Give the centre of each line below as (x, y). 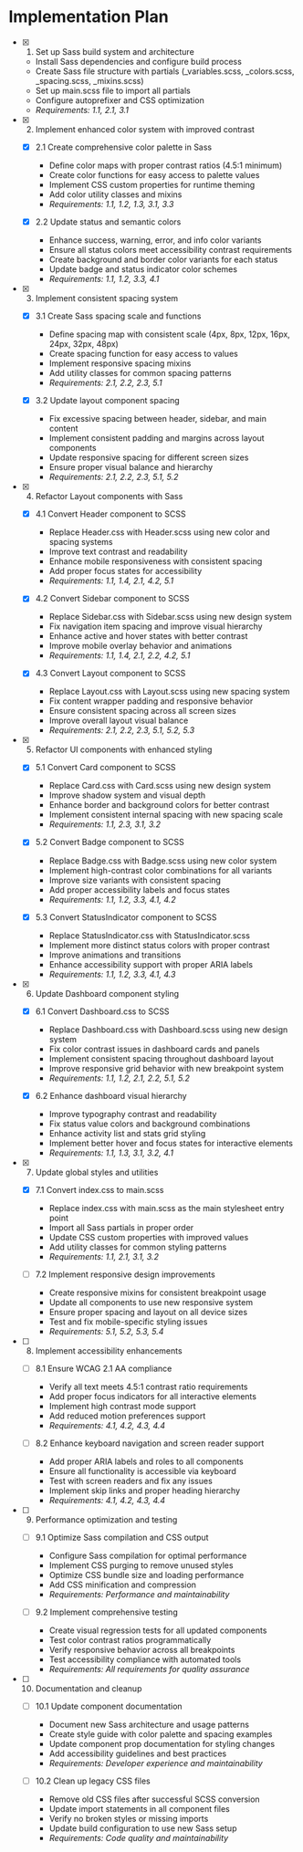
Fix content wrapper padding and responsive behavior (151, 701)
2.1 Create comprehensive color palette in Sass (124, 147)
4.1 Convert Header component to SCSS (110, 514)
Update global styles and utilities (97, 1172)
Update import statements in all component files (139, 1809)
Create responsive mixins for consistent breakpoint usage (157, 1292)
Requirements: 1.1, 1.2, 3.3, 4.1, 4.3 (112, 974)
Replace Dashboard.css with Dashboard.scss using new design (168, 1030)
